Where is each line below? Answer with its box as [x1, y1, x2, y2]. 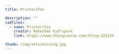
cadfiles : [5, 20, 25, 25]
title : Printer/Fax [5, 7, 45, 12]
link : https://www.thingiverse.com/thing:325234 [14, 33, 114, 38]
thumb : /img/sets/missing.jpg [5, 42, 67, 47]
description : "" [5, 15, 38, 21]
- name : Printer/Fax [9, 24, 51, 29]
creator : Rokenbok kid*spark [14, 29, 73, 34]
